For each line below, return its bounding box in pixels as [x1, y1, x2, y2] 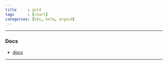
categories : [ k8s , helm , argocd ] [5, 16, 75, 21]
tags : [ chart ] [5, 12, 48, 17]
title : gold [5, 7, 41, 12]
